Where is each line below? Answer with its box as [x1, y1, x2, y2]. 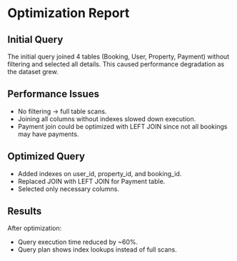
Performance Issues [7, 88, 100, 101]
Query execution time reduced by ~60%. [17, 237, 138, 247]
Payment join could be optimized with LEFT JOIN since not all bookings [17, 122, 228, 130]
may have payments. [17, 130, 79, 138]
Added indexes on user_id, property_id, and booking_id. [17, 169, 182, 178]
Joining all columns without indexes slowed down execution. [17, 114, 196, 123]
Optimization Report [7, 5, 130, 21]
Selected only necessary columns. [17, 184, 120, 193]
